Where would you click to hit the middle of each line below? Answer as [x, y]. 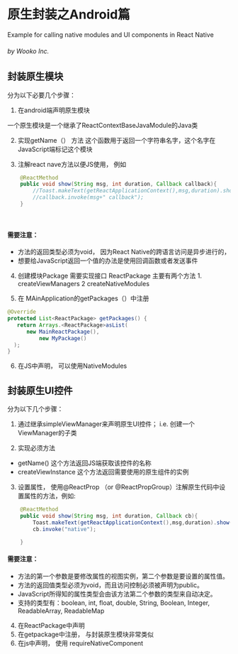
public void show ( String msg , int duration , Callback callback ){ [119, 184]
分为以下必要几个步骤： [41, 95]
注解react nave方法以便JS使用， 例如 [72, 164]
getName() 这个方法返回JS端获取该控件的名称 [85, 463]
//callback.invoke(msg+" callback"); [88, 197]
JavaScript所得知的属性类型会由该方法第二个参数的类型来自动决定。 [117, 594]
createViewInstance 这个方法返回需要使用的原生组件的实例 [103, 472]
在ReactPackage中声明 [51, 625]
